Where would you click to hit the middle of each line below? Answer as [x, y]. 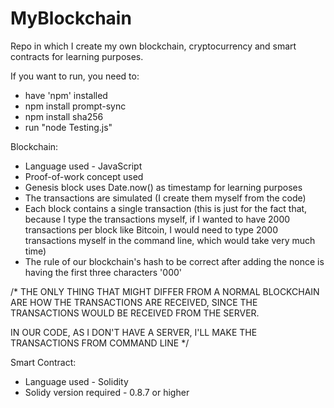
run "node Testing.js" [68, 127]
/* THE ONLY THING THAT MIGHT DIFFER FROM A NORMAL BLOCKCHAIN [165, 291]
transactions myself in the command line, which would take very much [170, 240]
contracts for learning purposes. [77, 56]
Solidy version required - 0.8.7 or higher [107, 392]
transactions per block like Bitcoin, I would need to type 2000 [151, 229]
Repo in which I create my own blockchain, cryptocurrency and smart [153, 46]
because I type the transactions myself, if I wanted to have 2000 [157, 219]
